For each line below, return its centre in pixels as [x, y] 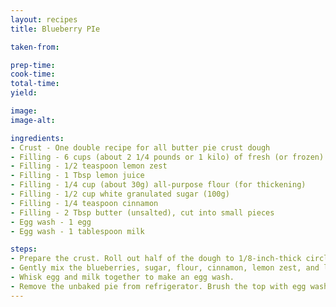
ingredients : [37, 138]
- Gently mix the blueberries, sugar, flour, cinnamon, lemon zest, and [165, 268]
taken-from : [35, 47]
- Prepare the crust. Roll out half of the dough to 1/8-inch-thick [156, 259]
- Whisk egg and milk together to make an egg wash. [122, 277]
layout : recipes [44, 19]
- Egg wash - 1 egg [51, 222]
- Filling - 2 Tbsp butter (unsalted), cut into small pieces [142, 212]
